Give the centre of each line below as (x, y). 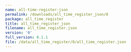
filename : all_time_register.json (41, 28)
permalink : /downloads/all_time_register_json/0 (57, 14)
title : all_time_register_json (38, 24)
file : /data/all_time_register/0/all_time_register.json (66, 42)
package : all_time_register (34, 19)
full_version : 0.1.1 (27, 38)
